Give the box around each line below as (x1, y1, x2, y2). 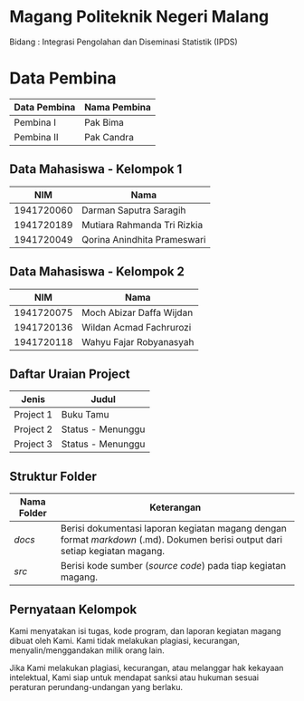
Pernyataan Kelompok (9, 601, 138, 617)
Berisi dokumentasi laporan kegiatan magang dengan (60, 523, 287, 535)
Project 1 (14, 408, 52, 421)
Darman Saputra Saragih (81, 204, 186, 216)
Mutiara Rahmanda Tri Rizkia (81, 218, 204, 231)
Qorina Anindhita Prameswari (81, 233, 206, 245)
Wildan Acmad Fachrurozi (81, 321, 192, 333)
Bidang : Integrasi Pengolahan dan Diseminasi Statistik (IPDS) (9, 36, 238, 47)
